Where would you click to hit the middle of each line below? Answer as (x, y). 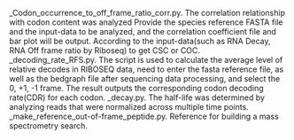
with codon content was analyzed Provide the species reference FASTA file (146, 22)
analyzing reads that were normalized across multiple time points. (129, 107)
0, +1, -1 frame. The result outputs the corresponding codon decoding (136, 88)
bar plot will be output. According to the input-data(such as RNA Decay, (140, 41)
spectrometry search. (49, 126)
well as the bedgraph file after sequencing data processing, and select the (145, 78)
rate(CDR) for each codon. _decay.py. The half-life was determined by (137, 97)
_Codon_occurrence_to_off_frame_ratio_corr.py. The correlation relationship (147, 13)
